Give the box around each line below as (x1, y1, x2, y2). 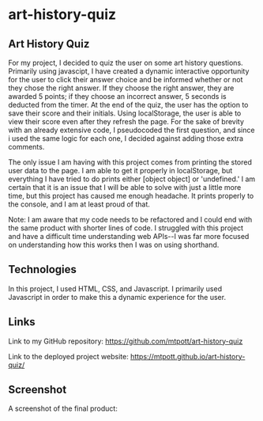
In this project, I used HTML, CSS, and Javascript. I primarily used (8, 283, 223, 294)
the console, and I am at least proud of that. (8, 199, 150, 209)
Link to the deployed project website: (8, 351, 129, 361)
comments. (8, 142, 45, 151)
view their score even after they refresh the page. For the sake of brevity (8, 117, 245, 126)
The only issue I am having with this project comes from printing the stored (8, 157, 253, 167)
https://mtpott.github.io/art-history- (130, 351, 246, 361)
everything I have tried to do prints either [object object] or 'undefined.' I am (8, 174, 256, 184)
